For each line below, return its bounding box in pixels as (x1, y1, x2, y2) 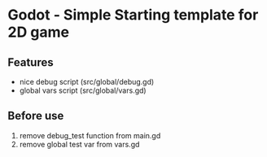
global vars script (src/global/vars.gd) (19, 85, 147, 95)
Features (7, 55, 54, 69)
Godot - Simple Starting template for (7, 6, 259, 24)
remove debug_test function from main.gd (19, 130, 161, 140)
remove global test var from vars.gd (19, 139, 140, 149)
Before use (7, 109, 64, 123)
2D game (7, 23, 70, 41)
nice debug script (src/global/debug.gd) (19, 77, 155, 86)
